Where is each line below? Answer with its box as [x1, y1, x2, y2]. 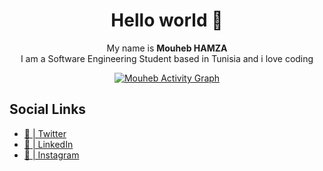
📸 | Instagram [23, 149, 80, 161]
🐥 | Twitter [23, 127, 67, 139]
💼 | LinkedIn [23, 138, 74, 150]
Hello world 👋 [110, 9, 224, 32]
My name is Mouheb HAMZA [106, 42, 228, 54]
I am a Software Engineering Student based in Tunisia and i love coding [20, 52, 314, 64]
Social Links [9, 101, 87, 118]
